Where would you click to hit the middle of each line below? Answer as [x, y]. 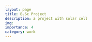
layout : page [18, 9]
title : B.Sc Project [26, 14]
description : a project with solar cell [46, 18]
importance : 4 [19, 28]
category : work [20, 32]
